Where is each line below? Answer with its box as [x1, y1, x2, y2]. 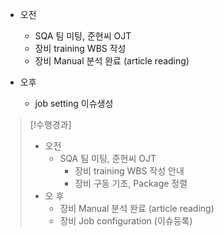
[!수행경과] [29, 119, 72, 130]
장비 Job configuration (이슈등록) [59, 215, 193, 227]
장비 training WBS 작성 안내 [74, 165, 185, 177]
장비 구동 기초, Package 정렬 [74, 178, 188, 189]
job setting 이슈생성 [34, 98, 114, 109]
